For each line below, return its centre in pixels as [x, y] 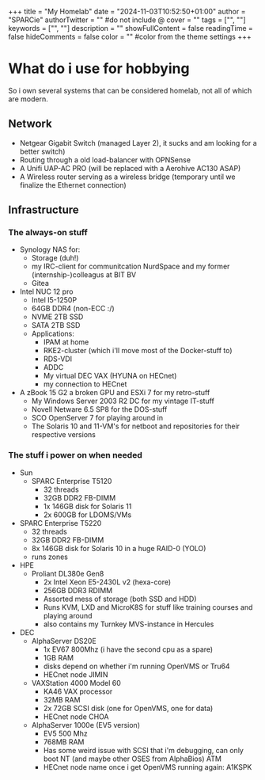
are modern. [28, 99]
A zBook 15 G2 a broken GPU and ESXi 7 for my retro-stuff [115, 393]
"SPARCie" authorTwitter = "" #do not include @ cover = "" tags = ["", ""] [127, 20]
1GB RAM [58, 657]
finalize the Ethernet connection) [73, 185]
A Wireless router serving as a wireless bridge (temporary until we [127, 177]
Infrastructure [44, 210]
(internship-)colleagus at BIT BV [84, 275]
